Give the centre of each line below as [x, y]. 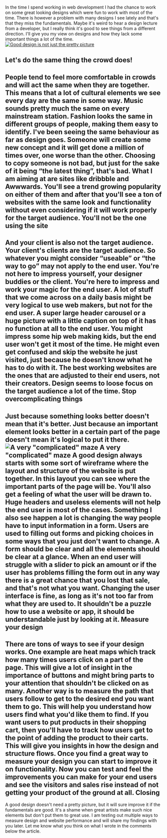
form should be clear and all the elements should [83, 549]
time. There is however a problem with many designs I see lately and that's [82, 18]
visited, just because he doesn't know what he [79, 360]
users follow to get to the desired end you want [80, 699]
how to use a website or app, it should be [70, 612]
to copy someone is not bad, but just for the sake [82, 163]
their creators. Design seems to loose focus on [79, 383]
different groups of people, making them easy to [82, 124]
